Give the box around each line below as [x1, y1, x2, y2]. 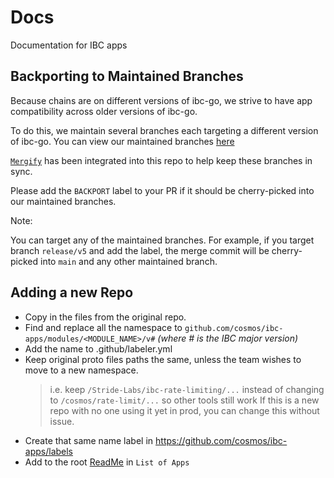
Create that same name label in [24, 434, 154, 446]
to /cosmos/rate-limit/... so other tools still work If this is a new [49, 394, 320, 406]
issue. [49, 415, 75, 427]
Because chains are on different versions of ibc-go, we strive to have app [10, 94, 313, 106]
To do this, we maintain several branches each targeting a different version [10, 124, 319, 136]
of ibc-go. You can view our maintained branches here [10, 135, 235, 147]
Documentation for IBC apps [10, 39, 128, 51]
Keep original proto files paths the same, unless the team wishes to [24, 353, 302, 365]
